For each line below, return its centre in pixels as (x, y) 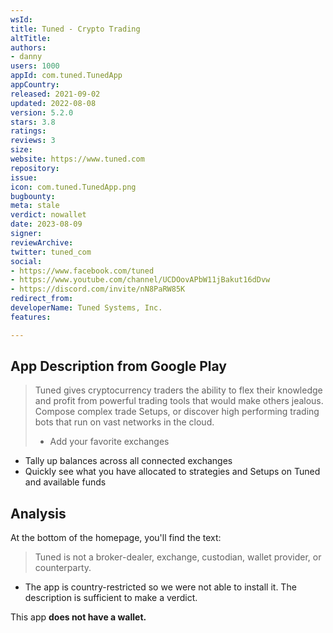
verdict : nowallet (48, 215)
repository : (35, 168)
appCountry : (35, 85)
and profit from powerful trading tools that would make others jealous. (179, 401)
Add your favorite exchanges (109, 442)
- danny (26, 57)
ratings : (28, 131)
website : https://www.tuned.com (77, 159)
